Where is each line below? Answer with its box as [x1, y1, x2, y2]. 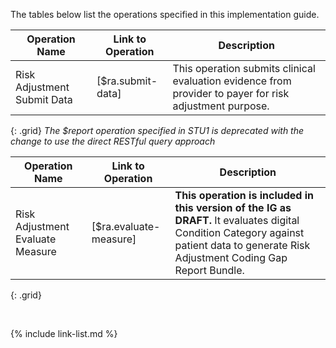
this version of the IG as [174, 201, 292, 214]
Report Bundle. [174, 264, 245, 277]
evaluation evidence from [172, 74, 292, 88]
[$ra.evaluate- [91, 220, 161, 233]
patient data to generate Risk [174, 239, 311, 252]
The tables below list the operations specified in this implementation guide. [10, 9, 320, 20]
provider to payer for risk [172, 87, 290, 100]
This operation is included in [174, 189, 315, 202]
